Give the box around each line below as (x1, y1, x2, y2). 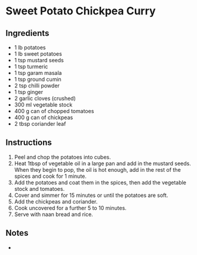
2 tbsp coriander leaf (14, 120, 66, 127)
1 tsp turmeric (14, 63, 48, 70)
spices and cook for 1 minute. (14, 172, 87, 180)
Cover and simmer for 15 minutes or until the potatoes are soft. (14, 192, 168, 199)
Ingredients (5, 28, 50, 38)
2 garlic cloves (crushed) (14, 95, 76, 102)
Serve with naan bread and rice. (14, 211, 93, 218)
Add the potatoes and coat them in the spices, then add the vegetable (14, 178, 186, 186)
